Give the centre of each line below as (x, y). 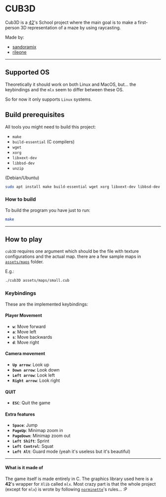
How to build (21, 199)
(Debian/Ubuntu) (22, 178)
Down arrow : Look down (36, 370)
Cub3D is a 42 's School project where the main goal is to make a (71, 22)
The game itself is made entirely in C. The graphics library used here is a (79, 479)
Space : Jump (25, 425)
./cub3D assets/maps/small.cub (37, 281)
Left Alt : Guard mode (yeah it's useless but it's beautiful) (71, 451)
